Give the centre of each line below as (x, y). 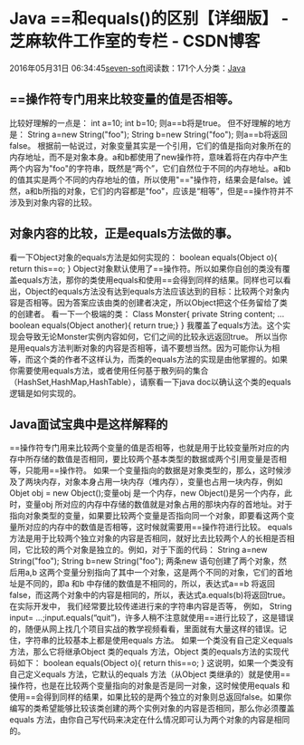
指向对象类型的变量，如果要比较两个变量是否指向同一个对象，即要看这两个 (148, 516)
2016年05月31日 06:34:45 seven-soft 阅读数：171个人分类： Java (128, 68)
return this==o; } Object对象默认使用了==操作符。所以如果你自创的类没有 (146, 268)
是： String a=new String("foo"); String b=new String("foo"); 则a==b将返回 (148, 134)
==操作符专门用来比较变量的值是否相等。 (124, 99)
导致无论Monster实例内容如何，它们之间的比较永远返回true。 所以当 (152, 336)
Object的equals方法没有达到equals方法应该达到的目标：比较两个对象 (153, 291)
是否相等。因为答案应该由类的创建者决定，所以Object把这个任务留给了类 (152, 302)
